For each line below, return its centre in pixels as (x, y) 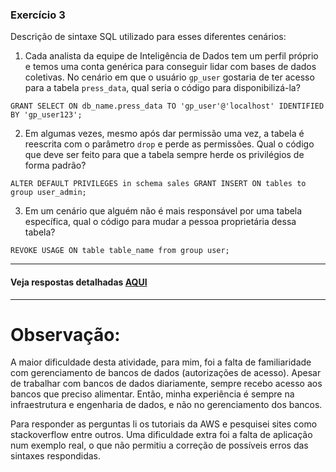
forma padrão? (55, 165)
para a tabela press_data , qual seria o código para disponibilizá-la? (162, 88)
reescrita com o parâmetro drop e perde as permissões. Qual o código (169, 144)
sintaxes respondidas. (56, 456)
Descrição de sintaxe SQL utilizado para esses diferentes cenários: (148, 37)
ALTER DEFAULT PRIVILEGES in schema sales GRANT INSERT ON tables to (158, 184)
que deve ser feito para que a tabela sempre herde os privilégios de (164, 155)
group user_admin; (48, 193)
